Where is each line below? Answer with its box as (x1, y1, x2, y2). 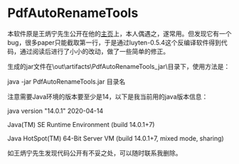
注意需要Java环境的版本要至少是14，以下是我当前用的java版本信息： (7, 92, 208, 101)
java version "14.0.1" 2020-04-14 (7, 106, 104, 115)
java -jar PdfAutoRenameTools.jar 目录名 (7, 77, 126, 86)
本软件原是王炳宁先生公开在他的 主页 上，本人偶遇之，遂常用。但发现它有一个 (7, 29, 232, 38)
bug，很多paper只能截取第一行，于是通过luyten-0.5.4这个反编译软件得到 (7, 38, 222, 47)
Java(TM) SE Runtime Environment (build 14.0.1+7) (7, 120, 155, 129)
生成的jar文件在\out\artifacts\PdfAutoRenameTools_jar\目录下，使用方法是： (7, 62, 230, 70)
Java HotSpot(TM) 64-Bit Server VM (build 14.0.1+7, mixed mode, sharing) (7, 133, 224, 143)
